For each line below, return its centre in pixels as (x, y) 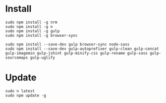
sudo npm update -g (26, 95)
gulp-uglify (43, 58)
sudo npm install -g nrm (31, 22)
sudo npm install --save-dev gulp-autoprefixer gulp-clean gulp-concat (82, 48)
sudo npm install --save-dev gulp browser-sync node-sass (67, 44)
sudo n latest (20, 91)
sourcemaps (17, 58)
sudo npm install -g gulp (32, 31)
